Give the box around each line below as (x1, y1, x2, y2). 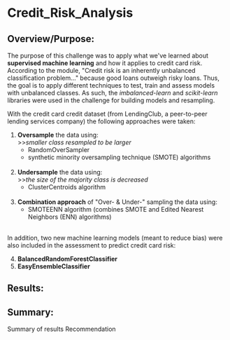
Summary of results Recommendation (7, 325, 117, 334)
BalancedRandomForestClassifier (17, 254, 117, 263)
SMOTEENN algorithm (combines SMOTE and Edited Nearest (27, 205, 204, 213)
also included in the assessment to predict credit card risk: (7, 241, 176, 250)
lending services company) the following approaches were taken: (7, 117, 196, 125)
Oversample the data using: (17, 131, 99, 139)
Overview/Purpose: (7, 33, 95, 45)
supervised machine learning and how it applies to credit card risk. (7, 59, 203, 67)
